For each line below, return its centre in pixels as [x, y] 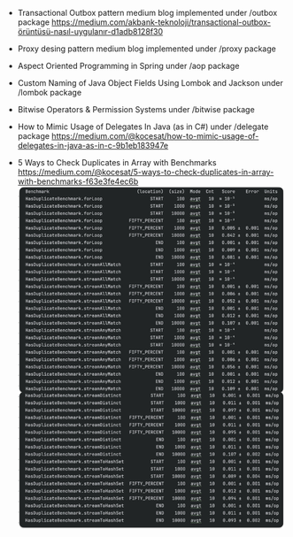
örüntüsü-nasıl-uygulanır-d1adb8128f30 [90, 31]
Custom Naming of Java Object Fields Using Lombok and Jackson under [150, 83]
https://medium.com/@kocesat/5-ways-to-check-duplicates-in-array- [146, 172]
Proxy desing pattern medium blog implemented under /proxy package [146, 49]
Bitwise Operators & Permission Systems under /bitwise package [136, 109]
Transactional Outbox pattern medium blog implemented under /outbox [147, 13]
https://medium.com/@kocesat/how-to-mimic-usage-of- [155, 136]
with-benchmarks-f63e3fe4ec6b [78, 181]
